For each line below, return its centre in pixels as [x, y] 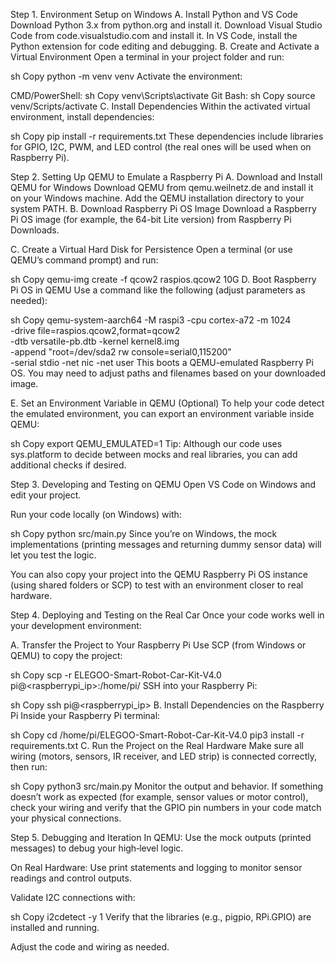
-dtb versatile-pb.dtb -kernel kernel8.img [95, 341]
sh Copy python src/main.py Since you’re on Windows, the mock [144, 533]
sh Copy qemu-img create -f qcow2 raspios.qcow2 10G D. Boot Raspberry [163, 279]
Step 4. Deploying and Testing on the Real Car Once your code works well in [167, 615]
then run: [29, 767]
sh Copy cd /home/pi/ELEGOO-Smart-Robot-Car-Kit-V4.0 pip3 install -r [157, 735]
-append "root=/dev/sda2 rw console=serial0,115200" [121, 352]
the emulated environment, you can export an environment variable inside [162, 413]
